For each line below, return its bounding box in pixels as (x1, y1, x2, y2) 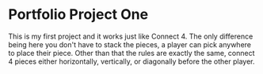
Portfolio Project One (8, 6, 149, 24)
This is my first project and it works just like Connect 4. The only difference (8, 31, 253, 41)
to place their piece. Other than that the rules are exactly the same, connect (8, 48, 255, 57)
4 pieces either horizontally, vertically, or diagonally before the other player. (8, 57, 255, 66)
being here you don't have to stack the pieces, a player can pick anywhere (8, 39, 252, 49)
